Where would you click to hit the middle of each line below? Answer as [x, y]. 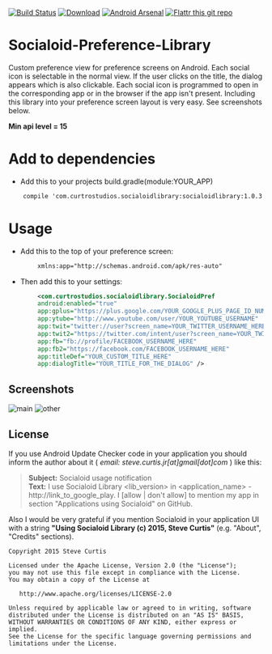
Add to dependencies [82, 159]
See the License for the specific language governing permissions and [130, 636]
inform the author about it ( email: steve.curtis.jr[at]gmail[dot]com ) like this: [135, 462]
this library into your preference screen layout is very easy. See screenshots [136, 102]
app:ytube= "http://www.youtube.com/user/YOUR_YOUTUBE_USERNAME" [148, 319]
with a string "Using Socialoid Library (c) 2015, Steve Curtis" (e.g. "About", [135, 528]
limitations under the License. [63, 643]
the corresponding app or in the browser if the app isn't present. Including [132, 93]
